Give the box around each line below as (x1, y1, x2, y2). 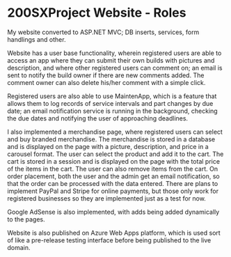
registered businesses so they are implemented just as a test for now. (7, 194, 207, 203)
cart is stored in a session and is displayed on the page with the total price (7, 157, 221, 165)
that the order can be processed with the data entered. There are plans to (7, 179, 218, 187)
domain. (7, 243, 31, 251)
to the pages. (7, 215, 45, 224)
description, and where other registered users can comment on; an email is (7, 63, 223, 72)
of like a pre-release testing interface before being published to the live (7, 235, 212, 244)
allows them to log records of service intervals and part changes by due (7, 99, 214, 107)
